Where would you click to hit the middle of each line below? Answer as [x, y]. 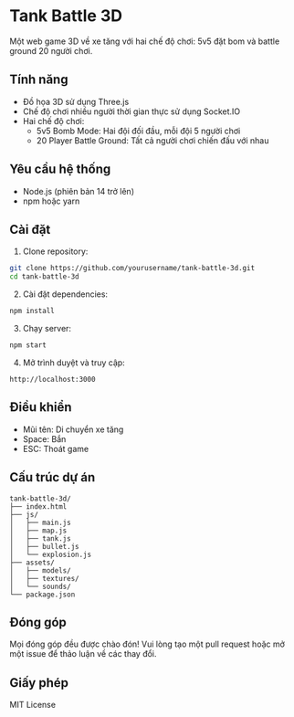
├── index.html [38, 506]
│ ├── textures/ [44, 578]
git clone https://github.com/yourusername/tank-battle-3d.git [132, 269]
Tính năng [39, 80]
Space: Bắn [44, 438]
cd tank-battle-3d [44, 277]
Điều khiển [41, 407]
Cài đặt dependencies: [65, 294]
